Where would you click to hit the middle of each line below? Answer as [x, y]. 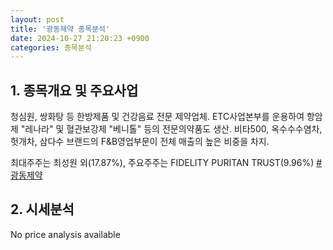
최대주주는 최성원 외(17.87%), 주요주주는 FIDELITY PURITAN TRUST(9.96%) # [166, 163]
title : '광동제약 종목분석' [60, 29]
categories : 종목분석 [51, 47]
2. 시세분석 [42, 209]
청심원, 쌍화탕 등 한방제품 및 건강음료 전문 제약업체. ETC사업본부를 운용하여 [157, 117]
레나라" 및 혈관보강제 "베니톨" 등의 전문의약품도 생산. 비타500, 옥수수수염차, [173, 129]
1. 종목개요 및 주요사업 [74, 90]
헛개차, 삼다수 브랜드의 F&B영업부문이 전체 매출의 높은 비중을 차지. [140, 142]
